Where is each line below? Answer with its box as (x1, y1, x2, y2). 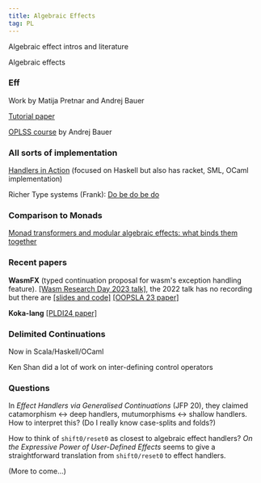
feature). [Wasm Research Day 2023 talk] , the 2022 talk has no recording (8, 283, 253, 293)
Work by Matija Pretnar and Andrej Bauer (8, 95, 145, 105)
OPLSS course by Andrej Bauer (8, 127, 112, 136)
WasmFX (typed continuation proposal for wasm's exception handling (8, 275, 242, 285)
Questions (8, 382, 50, 393)
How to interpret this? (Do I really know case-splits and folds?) (8, 418, 217, 428)
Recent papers (8, 257, 67, 268)
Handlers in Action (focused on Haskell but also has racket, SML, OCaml (8, 166, 249, 175)
